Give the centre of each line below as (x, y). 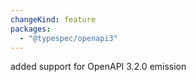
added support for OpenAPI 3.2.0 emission (98, 67)
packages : (31, 29)
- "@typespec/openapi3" (68, 38)
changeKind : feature (53, 19)
